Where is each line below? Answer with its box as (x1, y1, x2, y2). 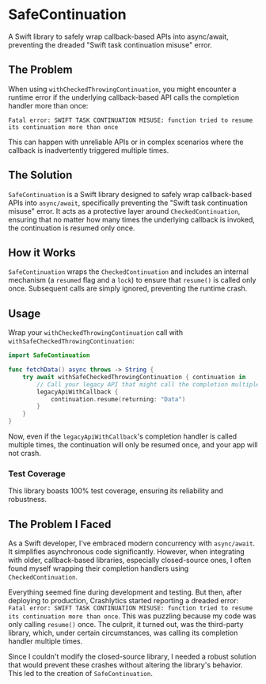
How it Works (8, 245, 76, 259)
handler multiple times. (8, 636, 83, 646)
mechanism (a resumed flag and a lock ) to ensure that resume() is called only (8, 275, 256, 285)
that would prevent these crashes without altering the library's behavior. (8, 660, 243, 670)
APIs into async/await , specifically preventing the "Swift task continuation (8, 198, 248, 207)
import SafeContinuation (8, 351, 90, 359)
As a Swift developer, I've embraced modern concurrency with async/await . (8, 538, 256, 548)
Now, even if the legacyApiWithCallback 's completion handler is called (8, 431, 237, 441)
